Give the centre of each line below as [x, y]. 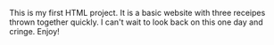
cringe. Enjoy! [34, 31]
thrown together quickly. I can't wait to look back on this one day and [136, 22]
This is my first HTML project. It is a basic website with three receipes [137, 13]
